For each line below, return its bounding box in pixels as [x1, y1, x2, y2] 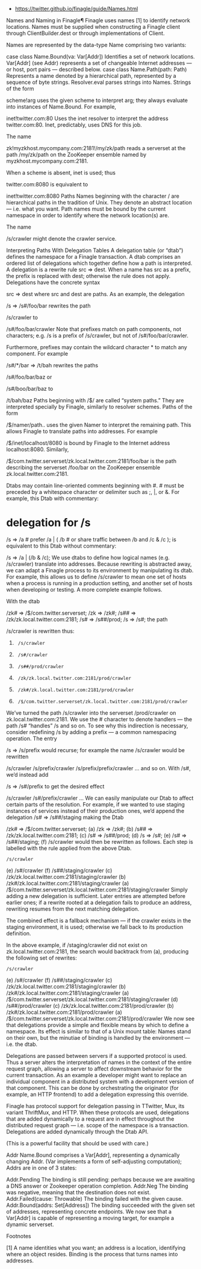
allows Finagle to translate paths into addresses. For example [6, 428, 158, 435]
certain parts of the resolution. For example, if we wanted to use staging [6, 800, 185, 808]
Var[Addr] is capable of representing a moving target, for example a [6, 1214, 175, 1221]
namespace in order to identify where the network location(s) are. [6, 212, 170, 219]
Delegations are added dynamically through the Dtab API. [6, 1128, 149, 1135]
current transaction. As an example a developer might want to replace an [6, 1071, 187, 1078]
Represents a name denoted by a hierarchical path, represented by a [6, 72, 176, 79]
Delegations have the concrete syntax [6, 279, 100, 286]
